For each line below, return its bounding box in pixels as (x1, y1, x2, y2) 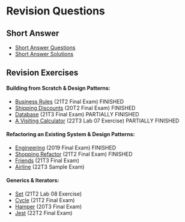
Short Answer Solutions (14, 50, 74, 58)
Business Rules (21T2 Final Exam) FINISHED (14, 98, 124, 105)
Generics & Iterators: (6, 177, 59, 184)
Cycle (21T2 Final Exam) (14, 197, 75, 203)
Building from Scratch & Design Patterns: (6, 84, 111, 91)
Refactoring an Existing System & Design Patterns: (6, 131, 135, 138)
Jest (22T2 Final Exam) (14, 209, 73, 217)
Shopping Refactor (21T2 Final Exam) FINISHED (14, 150, 133, 157)
